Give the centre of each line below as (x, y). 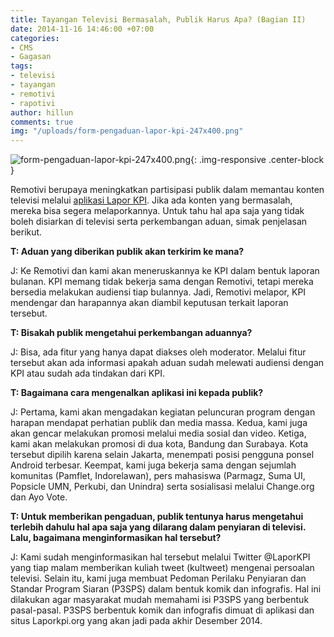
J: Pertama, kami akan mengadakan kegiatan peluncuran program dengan (163, 412)
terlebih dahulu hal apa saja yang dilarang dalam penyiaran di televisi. (158, 527)
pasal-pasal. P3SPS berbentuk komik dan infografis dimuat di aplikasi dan (162, 610)
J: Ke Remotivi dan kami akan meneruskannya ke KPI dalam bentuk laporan (165, 271)
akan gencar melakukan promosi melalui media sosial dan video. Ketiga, (158, 433)
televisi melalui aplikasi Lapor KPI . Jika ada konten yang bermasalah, (151, 200)
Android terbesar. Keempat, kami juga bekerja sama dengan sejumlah (153, 465)
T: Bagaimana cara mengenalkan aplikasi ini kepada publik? (137, 393)
